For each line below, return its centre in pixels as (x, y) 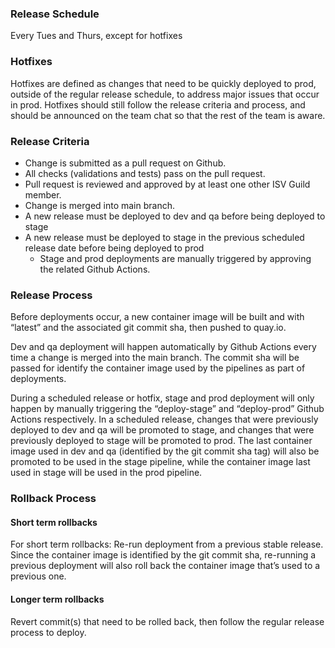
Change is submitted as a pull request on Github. (125, 163)
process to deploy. (48, 632)
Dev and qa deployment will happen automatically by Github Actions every (163, 347)
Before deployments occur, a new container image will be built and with (157, 317)
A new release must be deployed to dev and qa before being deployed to (175, 216)
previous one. (38, 576)
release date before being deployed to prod (114, 248)
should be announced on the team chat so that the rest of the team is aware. (168, 115)
